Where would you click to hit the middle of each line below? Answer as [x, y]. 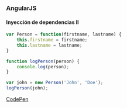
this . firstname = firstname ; [52, 40]
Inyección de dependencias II [42, 22]
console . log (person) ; [43, 67]
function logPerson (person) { [43, 61]
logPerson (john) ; [27, 88]
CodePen [17, 99]
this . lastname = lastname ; [49, 45]
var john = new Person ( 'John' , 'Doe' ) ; [55, 83]
